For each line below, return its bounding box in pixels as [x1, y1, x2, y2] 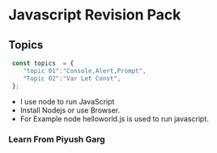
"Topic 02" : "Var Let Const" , [23, 74, 121, 83]
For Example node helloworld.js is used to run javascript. [19, 113, 209, 123]
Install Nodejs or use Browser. [19, 105, 120, 115]
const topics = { [11, 59, 74, 67]
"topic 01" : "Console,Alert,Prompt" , [23, 66, 147, 74]
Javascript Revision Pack [8, 6, 181, 24]
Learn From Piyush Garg [8, 134, 105, 145]
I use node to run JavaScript [19, 96, 115, 106]
